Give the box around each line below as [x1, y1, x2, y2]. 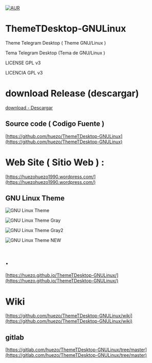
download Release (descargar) [5, 88, 139, 100]
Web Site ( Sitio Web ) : [5, 157, 104, 168]
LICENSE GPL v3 [5, 60, 41, 66]
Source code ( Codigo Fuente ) [5, 120, 105, 128]
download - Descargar [5, 104, 53, 110]
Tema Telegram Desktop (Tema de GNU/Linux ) [5, 49, 105, 56]
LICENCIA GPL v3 [5, 69, 43, 75]
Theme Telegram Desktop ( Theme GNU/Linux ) [5, 40, 106, 46]
